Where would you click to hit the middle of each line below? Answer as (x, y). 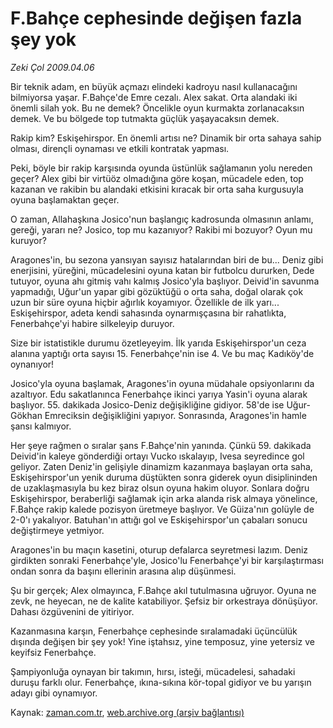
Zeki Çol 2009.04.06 (52, 67)
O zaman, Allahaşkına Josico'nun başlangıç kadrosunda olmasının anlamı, (162, 219)
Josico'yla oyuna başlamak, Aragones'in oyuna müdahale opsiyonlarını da (162, 383)
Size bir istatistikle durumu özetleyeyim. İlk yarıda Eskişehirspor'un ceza (158, 343)
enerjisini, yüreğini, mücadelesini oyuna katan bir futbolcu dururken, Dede (162, 270)
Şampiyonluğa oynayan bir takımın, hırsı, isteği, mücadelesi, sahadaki (153, 671)
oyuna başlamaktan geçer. (65, 199)
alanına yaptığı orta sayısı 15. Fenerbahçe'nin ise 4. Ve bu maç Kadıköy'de (162, 353)
